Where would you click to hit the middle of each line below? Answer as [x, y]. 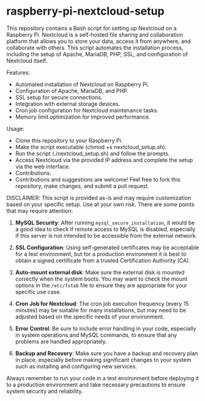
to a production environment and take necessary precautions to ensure [96, 384]
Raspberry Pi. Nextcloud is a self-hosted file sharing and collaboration [95, 34]
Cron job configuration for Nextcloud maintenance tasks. [87, 110]
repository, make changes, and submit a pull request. [82, 186]
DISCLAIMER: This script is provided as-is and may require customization [99, 197]
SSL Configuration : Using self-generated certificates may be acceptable [107, 247]
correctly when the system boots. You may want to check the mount [101, 279]
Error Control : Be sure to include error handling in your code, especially [106, 328]
